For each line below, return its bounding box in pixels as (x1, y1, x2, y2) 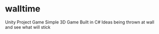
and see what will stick (5, 24, 51, 30)
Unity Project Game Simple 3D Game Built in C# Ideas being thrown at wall (5, 19, 155, 25)
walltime (5, 3, 40, 14)
